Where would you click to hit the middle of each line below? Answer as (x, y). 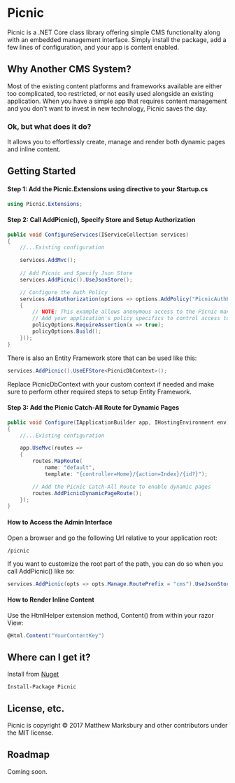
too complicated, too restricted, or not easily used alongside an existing (111, 93)
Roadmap (29, 755)
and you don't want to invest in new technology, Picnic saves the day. (107, 108)
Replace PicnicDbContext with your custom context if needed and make (111, 384)
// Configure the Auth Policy (64, 292)
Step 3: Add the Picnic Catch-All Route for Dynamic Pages (93, 408)
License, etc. (36, 708)
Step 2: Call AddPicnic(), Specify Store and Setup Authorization (101, 220)
